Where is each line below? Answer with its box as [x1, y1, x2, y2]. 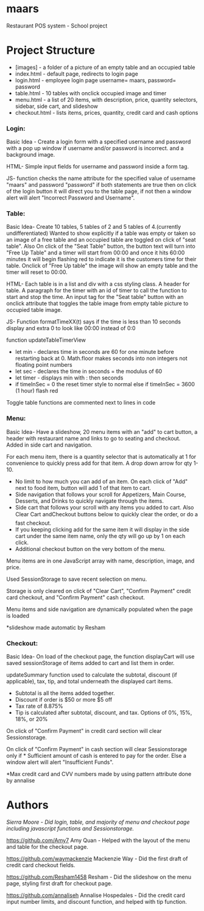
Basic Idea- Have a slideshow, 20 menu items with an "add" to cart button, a [6, 428, 198, 435]
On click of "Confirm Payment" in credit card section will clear [6, 727, 163, 735]
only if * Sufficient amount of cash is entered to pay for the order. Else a [6, 752, 187, 760]
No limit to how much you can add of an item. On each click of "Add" [15, 478, 188, 485]
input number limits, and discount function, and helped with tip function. [6, 898, 188, 905]
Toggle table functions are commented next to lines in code [6, 399, 156, 406]
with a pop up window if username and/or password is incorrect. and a [6, 145, 184, 152]
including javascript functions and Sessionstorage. [6, 825, 135, 832]
